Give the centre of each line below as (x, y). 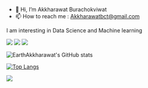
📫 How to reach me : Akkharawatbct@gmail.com (77, 16)
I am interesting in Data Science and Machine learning (74, 30)
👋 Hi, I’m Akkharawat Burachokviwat (61, 9)
